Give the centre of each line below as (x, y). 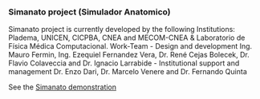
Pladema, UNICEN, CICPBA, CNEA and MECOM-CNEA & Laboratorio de (127, 38)
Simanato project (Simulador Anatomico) (89, 12)
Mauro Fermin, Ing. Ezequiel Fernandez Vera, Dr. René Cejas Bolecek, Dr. (129, 55)
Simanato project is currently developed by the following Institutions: (122, 30)
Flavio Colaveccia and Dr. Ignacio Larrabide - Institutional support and (124, 63)
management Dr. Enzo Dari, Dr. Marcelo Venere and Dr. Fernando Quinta (128, 72)
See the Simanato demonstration (63, 87)
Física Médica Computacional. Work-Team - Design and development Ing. (130, 46)
